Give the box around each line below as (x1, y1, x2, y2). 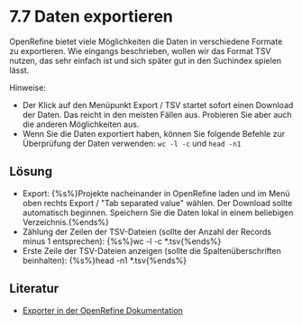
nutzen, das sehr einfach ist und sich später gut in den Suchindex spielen (9, 55, 282, 66)
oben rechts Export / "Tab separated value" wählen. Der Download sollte (22, 197, 293, 208)
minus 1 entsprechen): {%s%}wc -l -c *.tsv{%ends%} (22, 236, 222, 247)
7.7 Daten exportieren (9, 6, 174, 27)
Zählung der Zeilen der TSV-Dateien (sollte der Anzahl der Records (22, 226, 272, 237)
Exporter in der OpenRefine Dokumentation (22, 304, 183, 316)
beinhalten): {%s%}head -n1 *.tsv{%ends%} (22, 255, 188, 266)
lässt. (9, 65, 30, 76)
